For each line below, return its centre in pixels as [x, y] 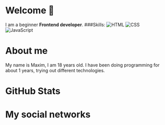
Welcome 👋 [30, 11]
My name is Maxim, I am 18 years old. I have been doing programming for [82, 65]
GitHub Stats [33, 91]
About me [27, 51]
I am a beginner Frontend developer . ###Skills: [55, 25]
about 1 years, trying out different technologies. [55, 70]
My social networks [48, 114]
